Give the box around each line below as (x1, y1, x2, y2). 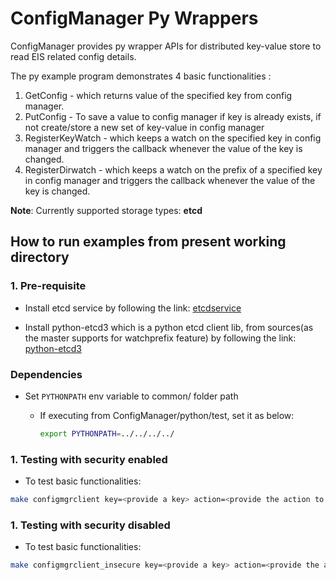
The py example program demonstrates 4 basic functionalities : (10, 70, 272, 82)
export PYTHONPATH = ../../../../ (39, 428, 175, 439)
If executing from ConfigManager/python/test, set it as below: (39, 409, 295, 421)
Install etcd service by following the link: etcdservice (24, 302, 242, 314)
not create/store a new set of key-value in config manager (24, 121, 265, 133)
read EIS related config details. (10, 50, 137, 62)
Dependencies (10, 367, 83, 381)
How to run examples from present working (10, 233, 287, 251)
